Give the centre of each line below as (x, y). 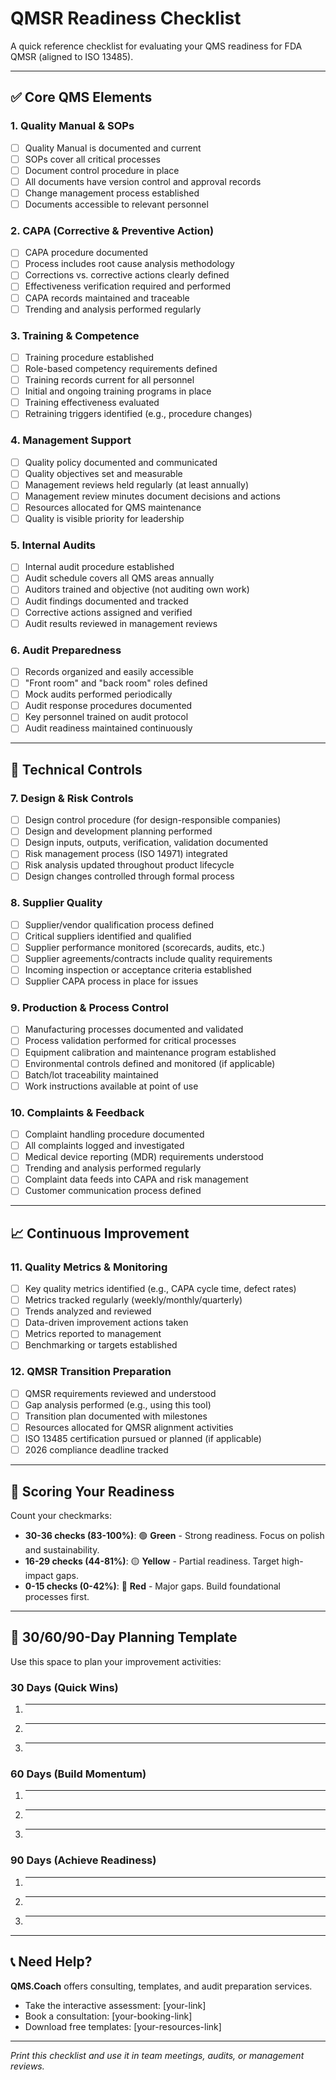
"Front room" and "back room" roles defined (116, 683)
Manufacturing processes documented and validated (134, 1029)
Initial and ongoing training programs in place (118, 391)
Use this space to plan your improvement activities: (116, 1661)
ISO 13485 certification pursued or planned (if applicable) (143, 1439)
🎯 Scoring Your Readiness (92, 1491)
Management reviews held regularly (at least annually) (136, 484)
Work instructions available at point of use (111, 1086)
